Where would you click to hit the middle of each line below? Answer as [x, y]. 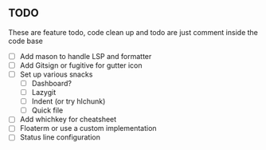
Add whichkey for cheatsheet [68, 120]
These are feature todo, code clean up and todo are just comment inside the [133, 32]
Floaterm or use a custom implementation [88, 128]
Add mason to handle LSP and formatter [86, 56]
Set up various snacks [56, 74]
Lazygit [44, 93]
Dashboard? [51, 83]
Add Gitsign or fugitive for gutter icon [81, 65]
